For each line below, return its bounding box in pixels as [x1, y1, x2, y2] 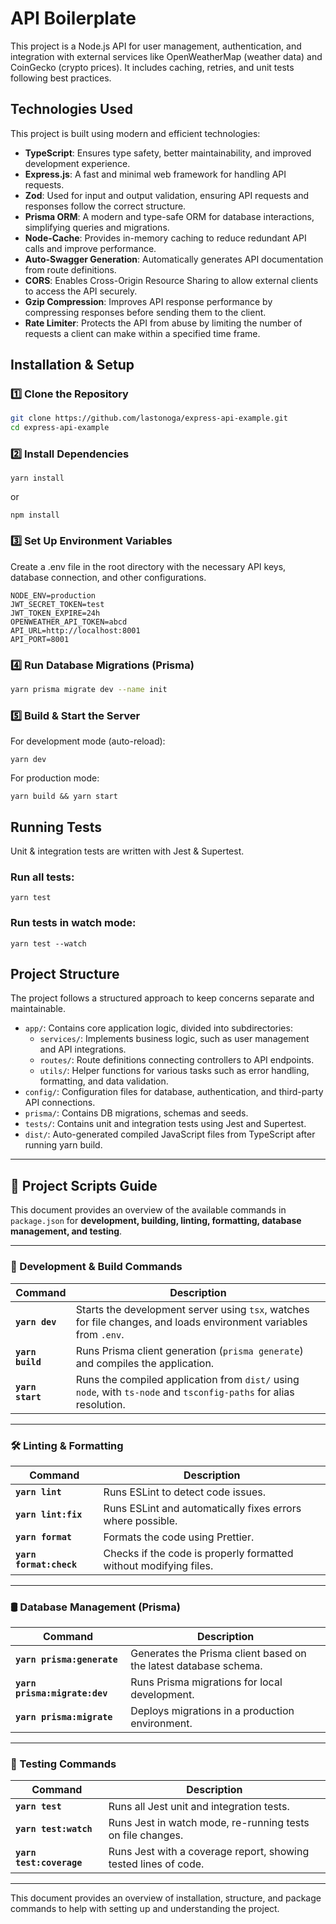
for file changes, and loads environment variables [75, 1315, 308, 1329]
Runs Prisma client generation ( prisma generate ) [75, 1343, 304, 1357]
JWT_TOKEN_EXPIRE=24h [10, 608, 101, 618]
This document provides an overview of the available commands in [10, 1204, 287, 1216]
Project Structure [10, 966, 120, 983]
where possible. [103, 1513, 178, 1527]
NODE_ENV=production [10, 590, 97, 601]
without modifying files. [103, 1558, 214, 1572]
